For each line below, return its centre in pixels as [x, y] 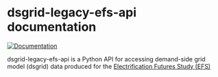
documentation [52, 27]
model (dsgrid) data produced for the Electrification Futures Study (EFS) [109, 66]
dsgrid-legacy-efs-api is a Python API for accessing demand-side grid [106, 59]
